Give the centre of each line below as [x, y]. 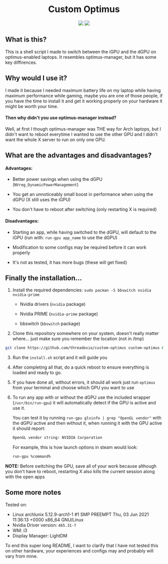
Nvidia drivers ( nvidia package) [53, 304]
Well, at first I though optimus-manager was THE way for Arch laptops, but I [83, 129]
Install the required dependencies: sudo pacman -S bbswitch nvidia [82, 290]
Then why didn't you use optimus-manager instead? [61, 118]
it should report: [29, 428]
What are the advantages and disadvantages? [78, 155]
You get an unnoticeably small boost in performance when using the [83, 194]
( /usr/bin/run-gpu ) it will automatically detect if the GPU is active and [84, 403]
